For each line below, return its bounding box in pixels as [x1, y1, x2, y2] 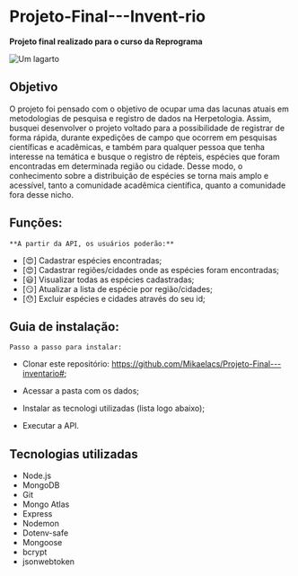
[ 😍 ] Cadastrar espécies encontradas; [22, 254, 162, 266]
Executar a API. [22, 421, 79, 431]
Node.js [22, 470, 52, 482]
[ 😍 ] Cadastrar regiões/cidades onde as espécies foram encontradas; [22, 264, 280, 275]
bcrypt [22, 546, 48, 558]
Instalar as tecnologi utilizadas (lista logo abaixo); [22, 403, 205, 414]
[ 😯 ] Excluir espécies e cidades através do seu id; [22, 293, 206, 304]
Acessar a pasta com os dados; [22, 385, 140, 396]
